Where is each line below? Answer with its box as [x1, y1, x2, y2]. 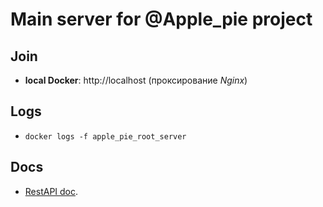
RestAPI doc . [24, 185, 79, 197]
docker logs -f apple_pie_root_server [24, 131, 187, 142]
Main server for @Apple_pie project [10, 8, 313, 31]
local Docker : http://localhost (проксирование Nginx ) [24, 74, 248, 86]
